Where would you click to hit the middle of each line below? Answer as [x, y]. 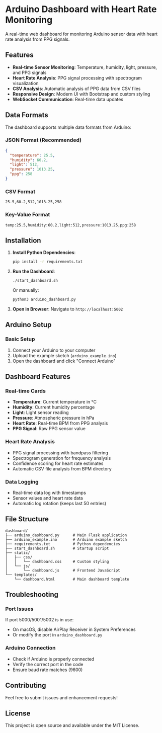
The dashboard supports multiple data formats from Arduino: [68, 127]
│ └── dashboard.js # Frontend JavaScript [63, 570]
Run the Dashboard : [34, 271]
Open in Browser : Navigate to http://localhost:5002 [68, 309]
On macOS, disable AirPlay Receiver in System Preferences [74, 629]
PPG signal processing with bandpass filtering [60, 453]
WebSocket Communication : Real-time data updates [68, 99]
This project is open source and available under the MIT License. [72, 725]
